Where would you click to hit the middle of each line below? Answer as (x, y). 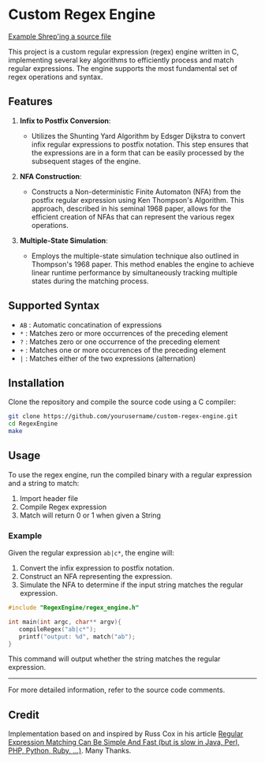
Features (30, 101)
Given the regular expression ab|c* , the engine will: (91, 553)
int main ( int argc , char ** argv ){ (65, 622)
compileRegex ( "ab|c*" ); (58, 629)
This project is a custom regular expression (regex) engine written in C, (123, 51)
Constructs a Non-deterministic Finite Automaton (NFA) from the (136, 192)
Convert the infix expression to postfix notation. (97, 568)
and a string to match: (44, 483)
